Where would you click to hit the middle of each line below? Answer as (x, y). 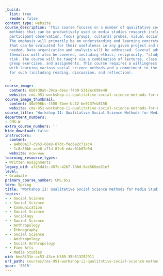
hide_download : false (27, 131)
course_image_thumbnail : (30, 99)
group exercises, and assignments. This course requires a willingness (83, 63)
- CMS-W (13, 122)
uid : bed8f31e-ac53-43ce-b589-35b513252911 (50, 257)
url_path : (15, 261)
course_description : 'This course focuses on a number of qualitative (78, 28)
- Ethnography (24, 230)
